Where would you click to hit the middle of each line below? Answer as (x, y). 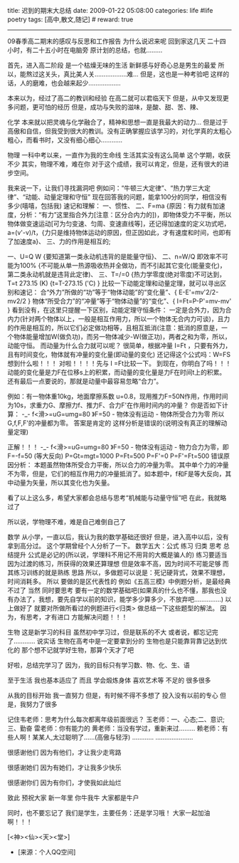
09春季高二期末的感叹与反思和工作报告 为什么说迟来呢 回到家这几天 (107, 41)
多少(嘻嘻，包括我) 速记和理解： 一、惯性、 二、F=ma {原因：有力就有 (110, 206)
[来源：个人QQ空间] (47, 852)
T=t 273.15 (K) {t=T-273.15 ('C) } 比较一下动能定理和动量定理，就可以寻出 (114, 283)
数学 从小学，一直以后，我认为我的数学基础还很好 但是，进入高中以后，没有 (118, 537)
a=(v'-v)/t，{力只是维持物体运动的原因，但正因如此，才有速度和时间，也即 (116, 232)
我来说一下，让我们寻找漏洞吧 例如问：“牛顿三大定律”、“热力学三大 (106, 188)
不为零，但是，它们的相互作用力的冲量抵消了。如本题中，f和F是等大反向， (116, 474)
